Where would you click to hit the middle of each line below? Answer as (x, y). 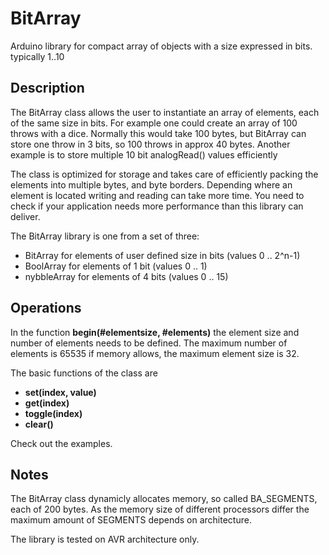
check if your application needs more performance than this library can (157, 206)
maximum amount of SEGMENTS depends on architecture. (131, 520)
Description (47, 88)
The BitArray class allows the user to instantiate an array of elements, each (165, 112)
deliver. (25, 216)
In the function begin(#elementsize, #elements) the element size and (155, 332)
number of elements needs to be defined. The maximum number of (149, 343)
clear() (39, 424)
